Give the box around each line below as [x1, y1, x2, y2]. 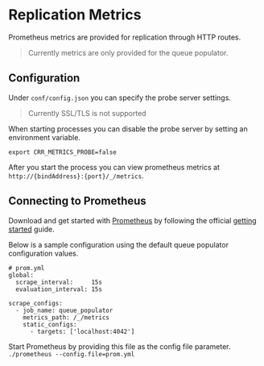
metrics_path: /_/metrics [23, 313, 110, 322]
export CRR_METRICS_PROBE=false [8, 148, 117, 156]
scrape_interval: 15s [15, 278, 103, 286]
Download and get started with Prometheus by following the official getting [8, 215, 257, 225]
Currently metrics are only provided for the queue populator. [27, 48, 229, 57]
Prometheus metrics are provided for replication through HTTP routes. [8, 32, 241, 42]
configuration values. [8, 248, 79, 258]
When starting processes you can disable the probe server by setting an [8, 123, 248, 134]
